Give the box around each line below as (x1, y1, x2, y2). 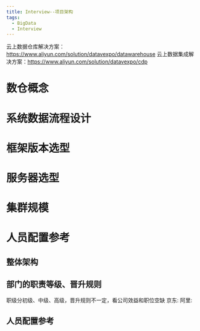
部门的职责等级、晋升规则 (6, 279, 102, 290)
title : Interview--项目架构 (6, 8, 74, 15)
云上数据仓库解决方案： (6, 43, 65, 50)
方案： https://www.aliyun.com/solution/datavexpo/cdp (11, 58, 148, 65)
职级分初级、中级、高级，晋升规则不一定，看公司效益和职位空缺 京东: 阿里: (6, 297, 192, 304)
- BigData (11, 20, 36, 26)
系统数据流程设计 (6, 111, 92, 125)
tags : (6, 14, 20, 21)
